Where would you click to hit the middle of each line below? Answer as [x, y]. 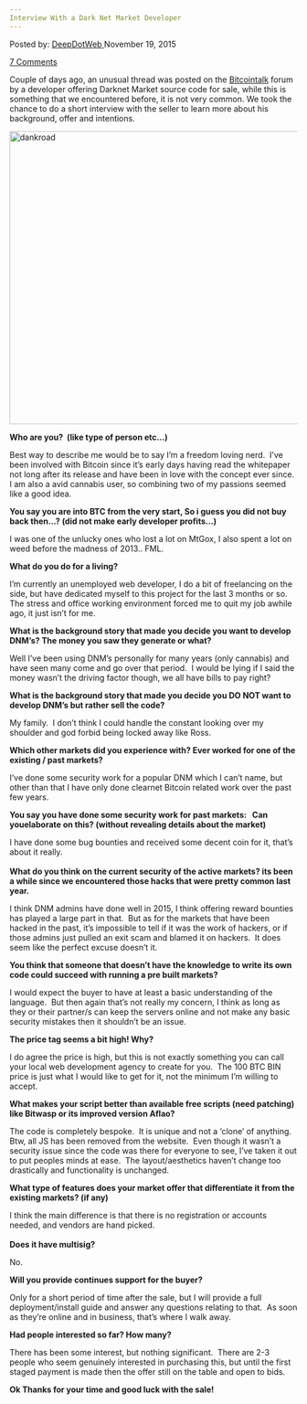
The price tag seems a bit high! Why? [81, 1039]
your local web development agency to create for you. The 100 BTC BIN [145, 1067]
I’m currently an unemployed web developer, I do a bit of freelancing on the [151, 584]
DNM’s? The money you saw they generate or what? [111, 640]
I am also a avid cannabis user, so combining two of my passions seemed [148, 484]
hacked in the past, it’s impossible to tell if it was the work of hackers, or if [148, 928]
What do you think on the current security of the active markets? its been [152, 871]
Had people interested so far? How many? [90, 1335]
